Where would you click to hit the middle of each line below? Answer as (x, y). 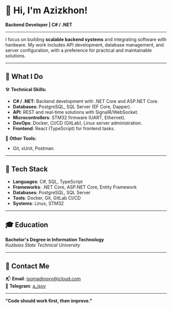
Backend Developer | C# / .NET (39, 25)
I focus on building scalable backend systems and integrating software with (86, 39)
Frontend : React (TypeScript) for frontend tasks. (64, 128)
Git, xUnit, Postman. (34, 148)
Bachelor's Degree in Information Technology (55, 240)
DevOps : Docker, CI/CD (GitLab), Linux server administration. (77, 123)
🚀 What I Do (24, 77)
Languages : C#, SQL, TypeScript (48, 181)
